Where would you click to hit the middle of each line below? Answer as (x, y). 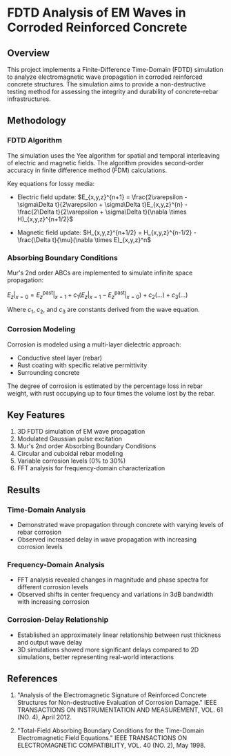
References (32, 679)
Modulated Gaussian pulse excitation (70, 439)
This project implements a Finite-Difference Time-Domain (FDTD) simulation (115, 70)
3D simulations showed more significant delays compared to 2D (108, 649)
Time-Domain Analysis (47, 510)
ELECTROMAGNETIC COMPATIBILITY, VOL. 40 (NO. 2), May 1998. (111, 746)
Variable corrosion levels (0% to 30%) (71, 461)
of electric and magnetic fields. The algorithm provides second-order (106, 163)
